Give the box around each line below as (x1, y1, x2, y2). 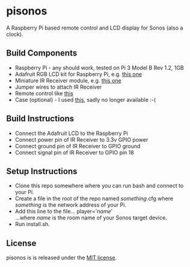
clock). (6, 30, 23, 37)
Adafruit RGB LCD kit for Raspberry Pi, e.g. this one (14, 71, 142, 78)
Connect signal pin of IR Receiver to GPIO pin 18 (14, 149, 134, 156)
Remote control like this (14, 89, 73, 97)
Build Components (6, 48, 78, 58)
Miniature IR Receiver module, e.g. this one (14, 77, 121, 84)
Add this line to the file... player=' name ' (14, 208, 113, 215)
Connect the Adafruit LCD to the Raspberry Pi (14, 130, 128, 137)
